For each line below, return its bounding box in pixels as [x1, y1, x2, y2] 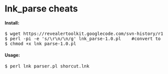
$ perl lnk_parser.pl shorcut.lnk [5, 63, 90, 69]
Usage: [5, 52, 21, 58]
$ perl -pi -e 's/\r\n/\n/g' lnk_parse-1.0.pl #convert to [5, 36, 161, 41]
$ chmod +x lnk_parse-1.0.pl [5, 41, 76, 46]
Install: [5, 19, 20, 25]
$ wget [5, 31, 21, 36]
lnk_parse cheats [5, 3, 78, 14]
